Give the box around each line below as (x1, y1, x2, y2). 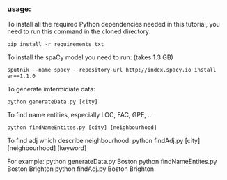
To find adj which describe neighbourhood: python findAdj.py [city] (7, 137, 201, 145)
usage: (7, 4, 31, 14)
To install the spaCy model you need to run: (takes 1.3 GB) (7, 53, 174, 61)
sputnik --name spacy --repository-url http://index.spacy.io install (7, 67, 217, 74)
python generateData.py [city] (7, 98, 98, 105)
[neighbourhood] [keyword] (7, 144, 87, 152)
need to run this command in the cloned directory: (7, 27, 151, 36)
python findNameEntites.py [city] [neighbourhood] (7, 124, 157, 131)
